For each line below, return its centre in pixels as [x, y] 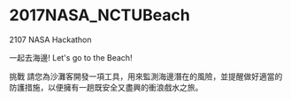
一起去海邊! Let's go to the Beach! [71, 57]
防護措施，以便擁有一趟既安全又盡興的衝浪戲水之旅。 [106, 87]
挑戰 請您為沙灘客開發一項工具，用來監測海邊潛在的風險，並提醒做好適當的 [146, 76]
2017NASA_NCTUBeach [100, 15]
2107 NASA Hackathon [50, 40]
